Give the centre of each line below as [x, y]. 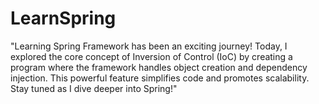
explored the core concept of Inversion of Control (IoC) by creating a [151, 56]
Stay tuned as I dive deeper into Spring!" [94, 88]
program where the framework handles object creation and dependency [159, 67]
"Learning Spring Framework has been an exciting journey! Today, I [149, 46]
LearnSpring [63, 18]
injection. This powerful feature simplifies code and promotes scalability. [160, 78]
